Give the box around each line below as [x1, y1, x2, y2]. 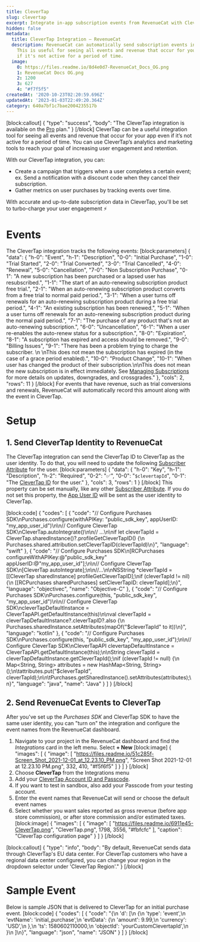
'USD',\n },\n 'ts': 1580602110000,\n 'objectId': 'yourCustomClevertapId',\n [6, 922, 189, 929]
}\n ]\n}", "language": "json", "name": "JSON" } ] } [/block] [6, 929, 148, 936]
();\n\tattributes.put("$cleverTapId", [6, 667, 92, 675]
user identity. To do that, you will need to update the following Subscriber [6, 460, 186, 467]
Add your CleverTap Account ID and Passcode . [14, 775, 130, 783]
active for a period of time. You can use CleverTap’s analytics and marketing [6, 138, 193, 145]
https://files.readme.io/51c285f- [76, 750, 154, 757]
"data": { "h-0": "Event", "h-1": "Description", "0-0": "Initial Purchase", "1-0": [6, 254, 193, 261]
